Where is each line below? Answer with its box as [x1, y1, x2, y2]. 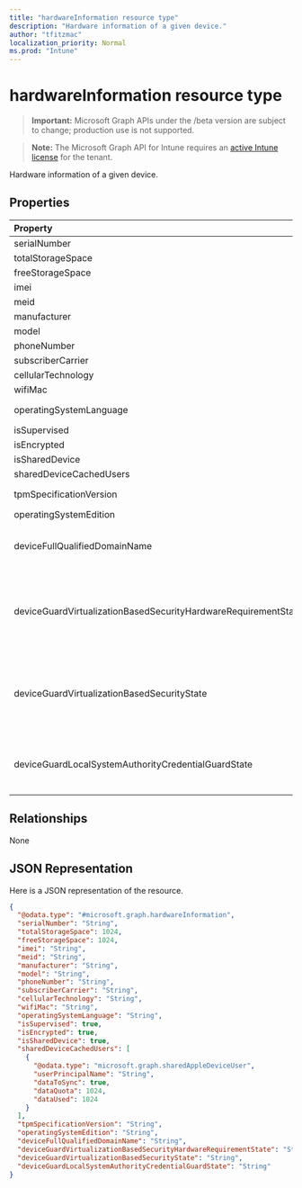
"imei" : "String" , [17, 944, 87, 953]
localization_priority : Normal [9, 38, 127, 48]
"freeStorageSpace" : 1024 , [17, 936, 119, 945]
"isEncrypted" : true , [17, 1028, 99, 1037]
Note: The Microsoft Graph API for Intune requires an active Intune [31, 142, 279, 153]
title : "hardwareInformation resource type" [9, 13, 179, 22]
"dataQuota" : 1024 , [32, 1086, 106, 1095]
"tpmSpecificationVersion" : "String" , [17, 1120, 164, 1129]
